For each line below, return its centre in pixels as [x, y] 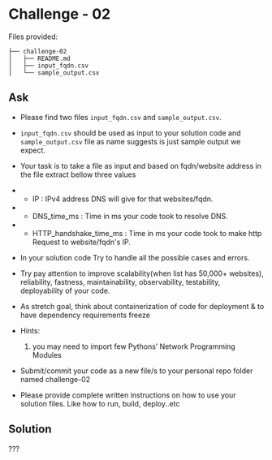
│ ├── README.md [39, 58]
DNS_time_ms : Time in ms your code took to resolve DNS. [130, 216]
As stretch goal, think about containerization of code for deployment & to [142, 306]
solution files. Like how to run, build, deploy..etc [100, 403]
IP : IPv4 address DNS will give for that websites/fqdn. [123, 199]
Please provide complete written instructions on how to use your [128, 395]
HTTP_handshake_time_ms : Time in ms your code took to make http [147, 233]
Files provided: [33, 37]
